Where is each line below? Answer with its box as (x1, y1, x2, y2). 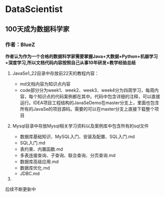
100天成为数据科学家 (5, 25, 70, 33)
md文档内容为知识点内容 (19, 81, 71, 87)
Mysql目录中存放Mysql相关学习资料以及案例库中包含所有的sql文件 (12, 123, 149, 129)
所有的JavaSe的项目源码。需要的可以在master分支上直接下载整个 (19, 106, 155, 112)
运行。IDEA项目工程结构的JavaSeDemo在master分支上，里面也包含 (19, 99, 159, 106)
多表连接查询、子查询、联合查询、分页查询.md (19, 152, 116, 158)
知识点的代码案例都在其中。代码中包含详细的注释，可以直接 (37, 93, 160, 99)
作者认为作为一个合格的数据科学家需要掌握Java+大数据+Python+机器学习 (5, 53, 158, 59)
